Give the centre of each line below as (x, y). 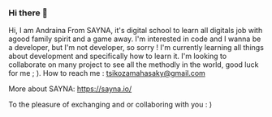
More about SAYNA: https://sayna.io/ (70, 89)
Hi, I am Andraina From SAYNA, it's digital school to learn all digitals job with (136, 31)
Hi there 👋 (28, 13)
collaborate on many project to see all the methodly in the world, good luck (134, 65)
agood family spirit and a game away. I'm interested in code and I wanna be (135, 39)
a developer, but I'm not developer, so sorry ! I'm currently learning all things (136, 48)
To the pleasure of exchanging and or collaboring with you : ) (110, 105)
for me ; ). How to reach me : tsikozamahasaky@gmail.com (107, 73)
